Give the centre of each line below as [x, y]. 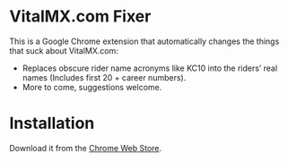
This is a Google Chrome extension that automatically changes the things [144, 41]
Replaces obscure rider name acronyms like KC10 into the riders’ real [150, 68]
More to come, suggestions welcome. [92, 87]
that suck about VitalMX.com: [64, 50]
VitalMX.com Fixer [80, 17]
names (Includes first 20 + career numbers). [104, 77]
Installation [52, 124]
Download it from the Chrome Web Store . [86, 148]
